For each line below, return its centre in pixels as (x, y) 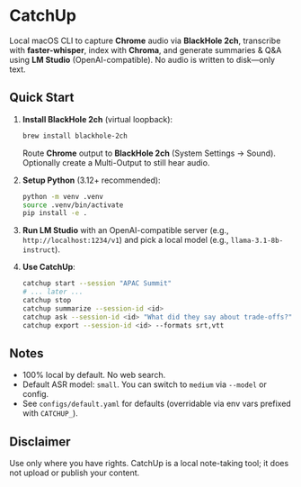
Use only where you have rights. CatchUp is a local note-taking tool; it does (149, 464)
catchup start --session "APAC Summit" (97, 284)
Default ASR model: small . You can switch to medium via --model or (144, 384)
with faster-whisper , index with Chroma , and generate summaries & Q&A (146, 50)
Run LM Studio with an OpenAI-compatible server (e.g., (125, 230)
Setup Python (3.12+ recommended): (91, 180)
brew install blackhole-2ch (75, 136)
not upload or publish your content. (75, 473)
